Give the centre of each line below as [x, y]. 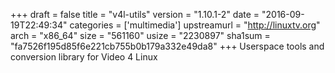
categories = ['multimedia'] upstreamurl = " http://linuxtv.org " [195, 25]
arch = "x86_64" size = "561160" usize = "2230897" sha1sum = [140, 35]
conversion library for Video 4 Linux [84, 57]
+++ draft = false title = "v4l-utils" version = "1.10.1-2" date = [135, 14]
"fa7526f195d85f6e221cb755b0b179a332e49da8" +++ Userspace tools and [167, 46]
